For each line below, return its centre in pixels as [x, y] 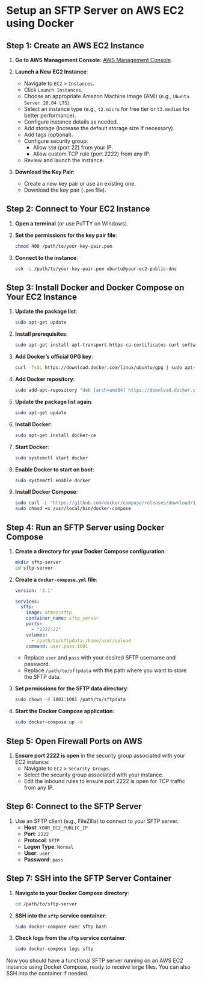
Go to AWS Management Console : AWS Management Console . [93, 60]
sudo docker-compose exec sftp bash [61, 927]
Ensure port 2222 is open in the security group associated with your [100, 755]
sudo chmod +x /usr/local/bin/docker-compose [73, 509]
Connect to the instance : [46, 257]
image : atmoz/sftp [49, 612]
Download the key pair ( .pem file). [65, 190]
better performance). [50, 115]
